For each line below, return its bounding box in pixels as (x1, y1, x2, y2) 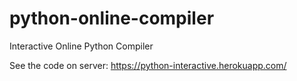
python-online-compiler (9, 7, 215, 30)
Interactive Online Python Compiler (9, 40, 154, 52)
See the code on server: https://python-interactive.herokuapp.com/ (9, 59, 287, 71)
